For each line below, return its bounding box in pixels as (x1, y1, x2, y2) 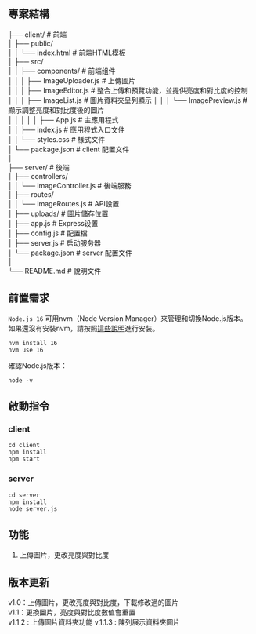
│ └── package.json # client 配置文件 (8, 144, 130, 154)
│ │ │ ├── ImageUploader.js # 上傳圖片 (8, 75, 135, 85)
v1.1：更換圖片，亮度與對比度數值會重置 (8, 607, 136, 618)
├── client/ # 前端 (8, 30, 67, 39)
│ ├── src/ (8, 56, 44, 66)
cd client (8, 442, 41, 450)
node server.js (8, 505, 58, 512)
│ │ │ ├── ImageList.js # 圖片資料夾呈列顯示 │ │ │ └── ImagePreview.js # (8, 95, 248, 104)
